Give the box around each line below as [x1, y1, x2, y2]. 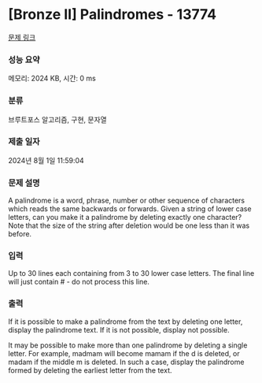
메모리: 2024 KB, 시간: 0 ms [8, 73, 96, 84]
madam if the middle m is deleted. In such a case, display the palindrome [8, 357, 245, 366]
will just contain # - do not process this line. [8, 277, 149, 287]
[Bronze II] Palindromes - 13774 [8, 6, 217, 24]
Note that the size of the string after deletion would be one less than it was [8, 221, 250, 230]
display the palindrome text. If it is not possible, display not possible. [8, 325, 230, 334]
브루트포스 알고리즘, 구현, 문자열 [8, 114, 108, 124]
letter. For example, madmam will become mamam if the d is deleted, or [8, 348, 240, 358]
